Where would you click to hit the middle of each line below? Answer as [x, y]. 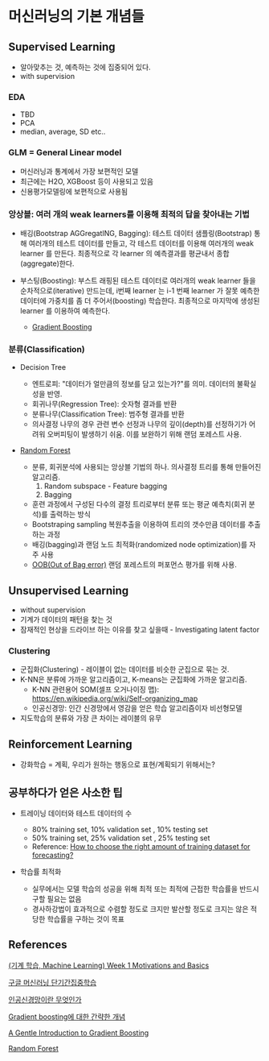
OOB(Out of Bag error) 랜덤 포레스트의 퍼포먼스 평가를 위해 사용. [134, 565]
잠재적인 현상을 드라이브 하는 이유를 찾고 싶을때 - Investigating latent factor [139, 630]
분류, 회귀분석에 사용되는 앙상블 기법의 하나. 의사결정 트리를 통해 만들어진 [147, 467]
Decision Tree [43, 367]
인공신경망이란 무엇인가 [45, 999]
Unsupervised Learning [69, 590]
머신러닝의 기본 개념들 [76, 17]
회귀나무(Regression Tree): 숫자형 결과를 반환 [104, 404]
